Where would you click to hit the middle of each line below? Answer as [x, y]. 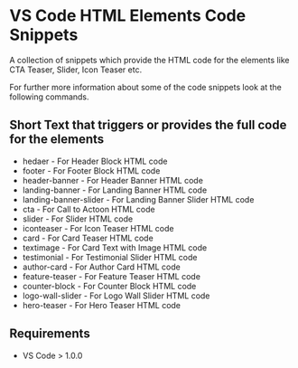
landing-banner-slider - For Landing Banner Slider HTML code [138, 199]
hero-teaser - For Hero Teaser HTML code [102, 305]
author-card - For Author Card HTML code [101, 267]
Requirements [50, 334]
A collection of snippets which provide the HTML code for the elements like [149, 60]
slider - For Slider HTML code [78, 219]
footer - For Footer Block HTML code [91, 170]
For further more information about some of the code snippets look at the [145, 87]
